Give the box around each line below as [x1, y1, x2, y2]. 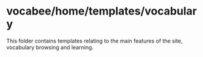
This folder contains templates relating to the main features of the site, [6, 37, 183, 44]
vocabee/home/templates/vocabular [6, 4, 197, 18]
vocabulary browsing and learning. [6, 44, 94, 51]
